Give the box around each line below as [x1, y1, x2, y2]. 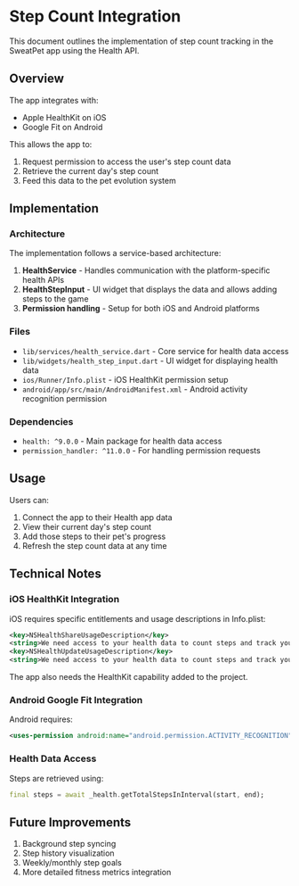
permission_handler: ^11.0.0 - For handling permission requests [21, 445, 261, 456]
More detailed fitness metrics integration [21, 867, 172, 878]
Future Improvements [9, 815, 132, 830]
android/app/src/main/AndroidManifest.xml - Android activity [21, 384, 248, 394]
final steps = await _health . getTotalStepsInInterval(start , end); [9, 790, 265, 799]
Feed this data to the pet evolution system [21, 175, 176, 186]
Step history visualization [21, 848, 115, 858]
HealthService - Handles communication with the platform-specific [21, 265, 271, 276]
